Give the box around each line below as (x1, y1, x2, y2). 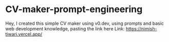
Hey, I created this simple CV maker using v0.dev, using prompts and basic (5, 20, 164, 26)
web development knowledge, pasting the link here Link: (5, 25, 125, 31)
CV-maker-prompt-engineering (5, 4, 143, 15)
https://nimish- (125, 25, 158, 31)
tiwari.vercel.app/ (5, 31, 43, 37)
